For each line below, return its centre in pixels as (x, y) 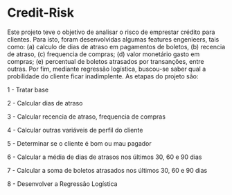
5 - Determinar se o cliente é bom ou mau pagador (80, 143)
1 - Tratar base (28, 90)
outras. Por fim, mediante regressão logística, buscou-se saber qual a (107, 69)
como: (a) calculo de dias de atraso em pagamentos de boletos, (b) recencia (116, 46)
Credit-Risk (41, 13)
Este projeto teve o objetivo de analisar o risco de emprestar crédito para (111, 32)
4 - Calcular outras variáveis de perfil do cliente (75, 130)
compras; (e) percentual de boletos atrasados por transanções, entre (106, 61)
